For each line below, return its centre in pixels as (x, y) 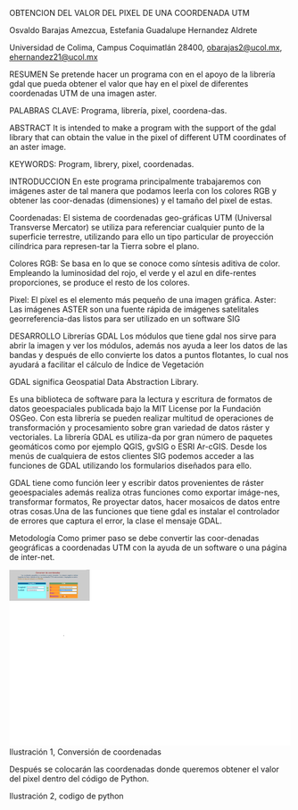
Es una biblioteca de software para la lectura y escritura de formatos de (141, 399)
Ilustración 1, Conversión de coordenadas (86, 752)
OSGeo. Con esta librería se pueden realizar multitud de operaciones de (141, 418)
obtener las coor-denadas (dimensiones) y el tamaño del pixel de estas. (141, 200)
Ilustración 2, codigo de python (66, 796)
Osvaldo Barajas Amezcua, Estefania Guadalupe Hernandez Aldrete (133, 30)
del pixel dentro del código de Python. (79, 779)
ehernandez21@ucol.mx (54, 57)
